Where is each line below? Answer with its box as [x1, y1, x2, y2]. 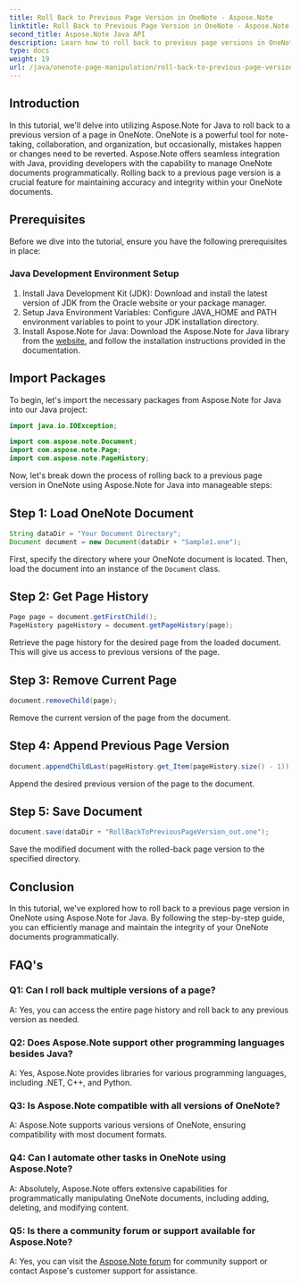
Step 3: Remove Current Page [9, 672, 177, 688]
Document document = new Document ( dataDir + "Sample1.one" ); [9, 537, 242, 546]
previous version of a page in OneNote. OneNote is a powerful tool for [9, 129, 267, 139]
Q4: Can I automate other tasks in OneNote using [9, 1152, 226, 1164]
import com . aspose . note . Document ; [9, 437, 138, 447]
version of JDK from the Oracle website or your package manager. [21, 297, 267, 308]
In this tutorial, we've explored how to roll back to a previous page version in [9, 903, 290, 914]
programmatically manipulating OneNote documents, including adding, [9, 1192, 270, 1203]
